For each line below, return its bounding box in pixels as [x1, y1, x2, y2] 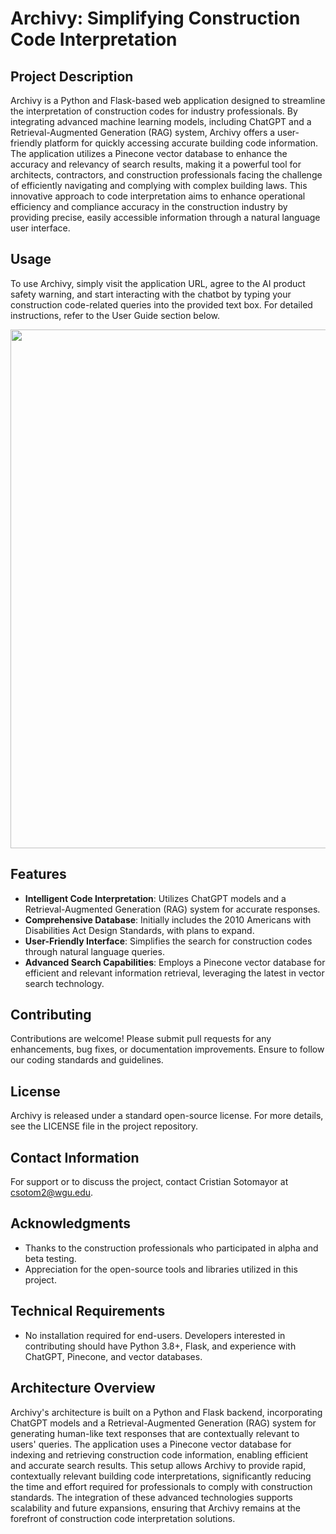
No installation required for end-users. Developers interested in [24, 1329, 286, 1341]
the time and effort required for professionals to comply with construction [10, 1480, 313, 1492]
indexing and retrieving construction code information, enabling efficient [10, 1448, 309, 1461]
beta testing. [24, 1252, 77, 1264]
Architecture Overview [10, 1380, 156, 1397]
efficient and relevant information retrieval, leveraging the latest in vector [24, 967, 325, 979]
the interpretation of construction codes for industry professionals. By [10, 105, 298, 117]
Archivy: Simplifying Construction [10, 7, 301, 30]
